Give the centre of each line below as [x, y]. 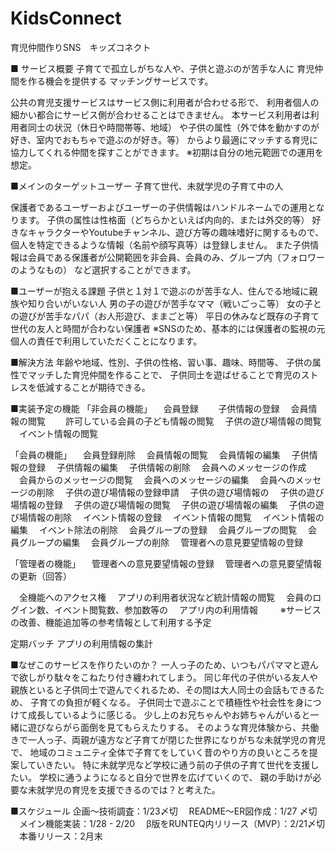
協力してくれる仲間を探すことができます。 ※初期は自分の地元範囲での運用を [167, 152]
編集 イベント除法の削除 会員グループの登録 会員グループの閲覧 [154, 529]
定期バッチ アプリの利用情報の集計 [81, 643]
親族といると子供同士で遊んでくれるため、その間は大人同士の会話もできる [163, 689]
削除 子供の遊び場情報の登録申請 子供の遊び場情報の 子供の [171, 492]
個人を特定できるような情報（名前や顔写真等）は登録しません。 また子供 [160, 244]
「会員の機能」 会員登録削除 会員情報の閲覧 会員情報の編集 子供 [160, 454]
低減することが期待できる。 [93, 387]
